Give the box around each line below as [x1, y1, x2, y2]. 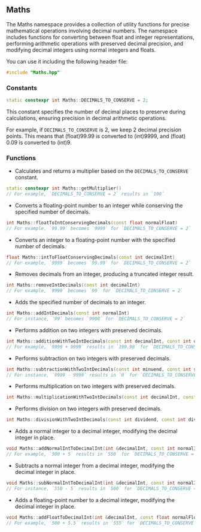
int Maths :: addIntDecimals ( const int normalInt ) [6, 310, 130, 317]
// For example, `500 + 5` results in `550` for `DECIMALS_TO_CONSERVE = [6, 451, 194, 458]
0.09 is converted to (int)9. [6, 139, 72, 146]
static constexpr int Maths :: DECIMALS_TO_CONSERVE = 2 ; [6, 97, 148, 103]
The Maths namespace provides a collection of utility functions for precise [6, 20, 190, 28]
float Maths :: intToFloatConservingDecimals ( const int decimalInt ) [6, 254, 175, 260]
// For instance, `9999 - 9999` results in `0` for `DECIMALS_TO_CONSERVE [6, 372, 197, 378]
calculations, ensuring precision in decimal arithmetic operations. [6, 114, 167, 122]
